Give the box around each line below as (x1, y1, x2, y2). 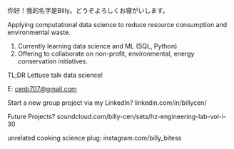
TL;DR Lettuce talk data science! (7, 71, 103, 79)
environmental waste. (7, 28, 71, 36)
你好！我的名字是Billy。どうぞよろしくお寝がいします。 (7, 6, 169, 14)
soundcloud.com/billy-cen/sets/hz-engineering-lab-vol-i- (56, 113, 227, 120)
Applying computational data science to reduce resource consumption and (7, 21, 228, 29)
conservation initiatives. (17, 57, 88, 66)
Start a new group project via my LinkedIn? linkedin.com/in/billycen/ (7, 98, 207, 107)
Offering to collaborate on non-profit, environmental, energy (17, 49, 195, 58)
